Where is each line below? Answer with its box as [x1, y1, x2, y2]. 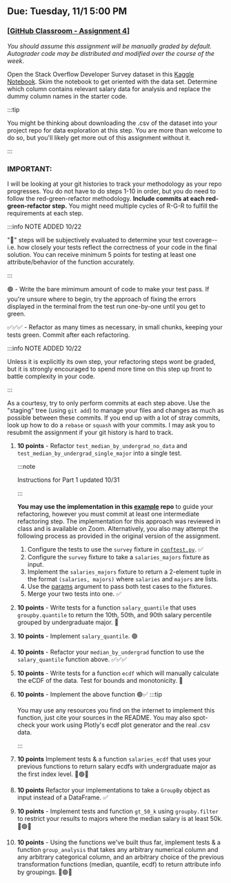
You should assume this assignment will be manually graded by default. [7, 41, 212, 50]
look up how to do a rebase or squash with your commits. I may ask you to [7, 420, 215, 429]
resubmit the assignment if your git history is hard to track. [7, 428, 174, 436]
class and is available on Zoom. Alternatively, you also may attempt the [17, 524, 219, 532]
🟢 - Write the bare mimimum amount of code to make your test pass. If [7, 284, 210, 293]
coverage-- [185, 235, 218, 244]
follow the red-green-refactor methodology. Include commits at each [7, 194, 205, 202]
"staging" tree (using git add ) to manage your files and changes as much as [7, 406, 224, 414]
